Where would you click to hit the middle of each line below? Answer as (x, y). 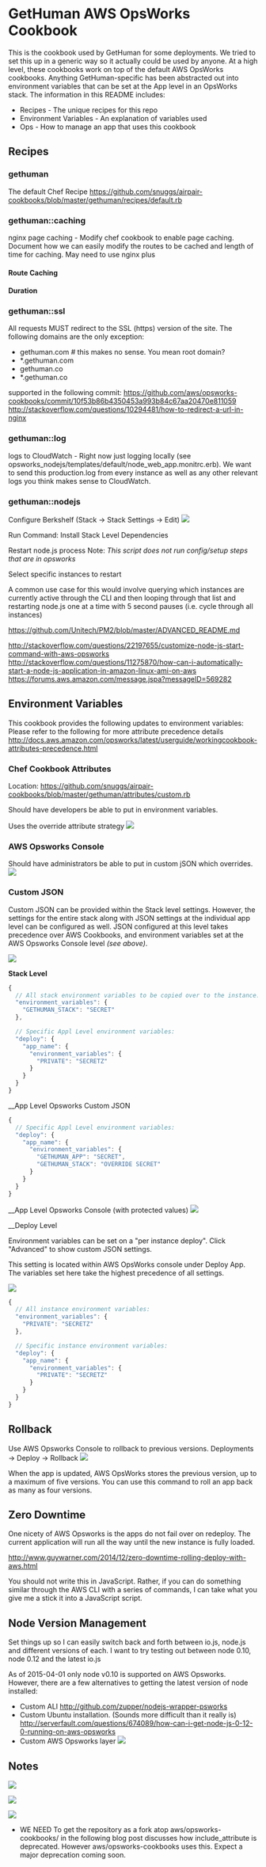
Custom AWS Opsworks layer (68, 1741)
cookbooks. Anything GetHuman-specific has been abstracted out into (123, 78)
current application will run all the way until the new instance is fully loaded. (132, 1542)
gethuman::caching (47, 220)
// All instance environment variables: (83, 1310)
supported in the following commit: (65, 393)
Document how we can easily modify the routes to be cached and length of (131, 245)
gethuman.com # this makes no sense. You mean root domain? (122, 352)
